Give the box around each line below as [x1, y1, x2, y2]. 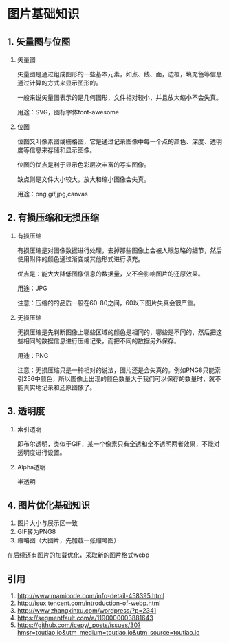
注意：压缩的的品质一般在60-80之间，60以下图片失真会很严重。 [17, 298, 199, 307]
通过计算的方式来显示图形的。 [17, 79, 102, 87]
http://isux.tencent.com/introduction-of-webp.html [17, 599, 161, 607]
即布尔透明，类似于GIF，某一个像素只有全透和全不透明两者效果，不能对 [17, 439, 220, 448]
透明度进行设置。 [17, 448, 66, 456]
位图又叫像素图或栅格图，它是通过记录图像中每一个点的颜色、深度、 [17, 137, 210, 145]
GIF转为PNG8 [17, 528, 56, 536]
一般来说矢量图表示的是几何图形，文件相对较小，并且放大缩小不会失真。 [17, 94, 222, 101]
